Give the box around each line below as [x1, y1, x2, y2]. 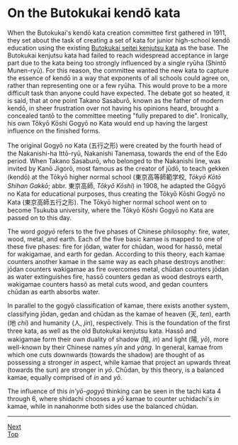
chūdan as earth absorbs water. [7, 287, 101, 296]
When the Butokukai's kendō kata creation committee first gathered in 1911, [7, 28, 227, 37]
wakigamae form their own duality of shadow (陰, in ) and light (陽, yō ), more [7, 335, 229, 344]
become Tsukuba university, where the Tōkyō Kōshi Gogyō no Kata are [7, 206, 215, 214]
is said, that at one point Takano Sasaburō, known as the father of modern [7, 96, 224, 104]
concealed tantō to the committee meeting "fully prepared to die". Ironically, [7, 111, 229, 120]
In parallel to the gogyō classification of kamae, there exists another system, [7, 301, 230, 309]
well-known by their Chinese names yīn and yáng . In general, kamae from [7, 343, 223, 351]
